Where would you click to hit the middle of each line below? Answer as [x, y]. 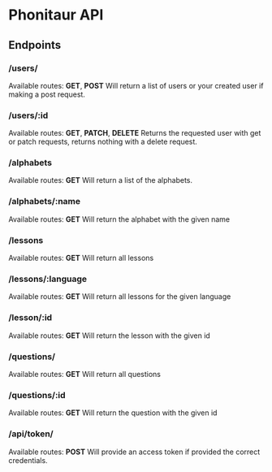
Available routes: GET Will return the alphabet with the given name [119, 219]
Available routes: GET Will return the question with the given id [113, 413]
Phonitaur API [56, 15]
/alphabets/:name [45, 201]
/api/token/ [31, 434]
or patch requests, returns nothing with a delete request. [103, 142]
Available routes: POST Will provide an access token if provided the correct [134, 452]
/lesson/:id [30, 318]
